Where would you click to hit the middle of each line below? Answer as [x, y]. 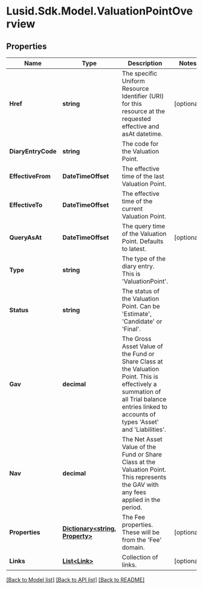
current [132, 209]
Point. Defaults [143, 241]
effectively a [139, 384]
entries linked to [145, 407]
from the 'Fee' [142, 540]
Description [145, 63]
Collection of [140, 557]
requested [136, 119]
